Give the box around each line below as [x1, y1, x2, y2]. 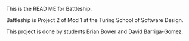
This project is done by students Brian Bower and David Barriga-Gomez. [6, 28, 184, 35]
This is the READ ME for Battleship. [6, 5, 92, 12]
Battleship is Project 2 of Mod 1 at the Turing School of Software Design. [6, 17, 184, 23]
